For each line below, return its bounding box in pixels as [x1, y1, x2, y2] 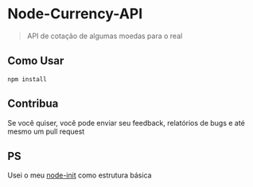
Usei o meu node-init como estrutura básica [7, 170, 152, 180]
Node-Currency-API [7, 5, 143, 23]
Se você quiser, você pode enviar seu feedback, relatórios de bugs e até [7, 118, 246, 127]
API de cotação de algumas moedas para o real [26, 31, 183, 41]
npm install [7, 75, 47, 84]
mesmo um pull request [7, 127, 85, 136]
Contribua [7, 97, 59, 111]
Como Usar [7, 54, 64, 68]
